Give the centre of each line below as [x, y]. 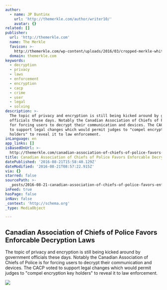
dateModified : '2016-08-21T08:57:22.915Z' [50, 167]
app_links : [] [20, 144]
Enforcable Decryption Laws [50, 240]
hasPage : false [21, 194]
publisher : [16, 33]
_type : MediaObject [25, 208]
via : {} [13, 171]
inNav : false [19, 199]
